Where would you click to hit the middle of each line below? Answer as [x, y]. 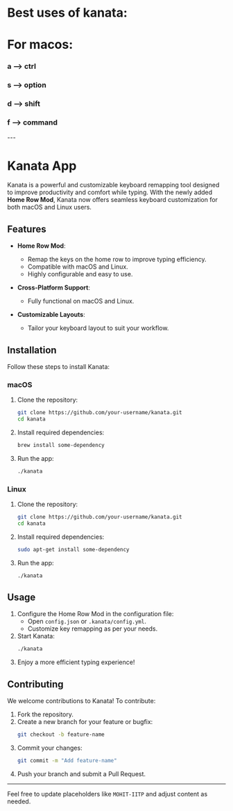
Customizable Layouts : [51, 315]
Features [27, 229]
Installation [32, 350]
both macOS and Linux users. [50, 207]
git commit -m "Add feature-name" [67, 760]
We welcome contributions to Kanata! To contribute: [81, 701]
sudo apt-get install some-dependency [73, 549]
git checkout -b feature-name [61, 735]
